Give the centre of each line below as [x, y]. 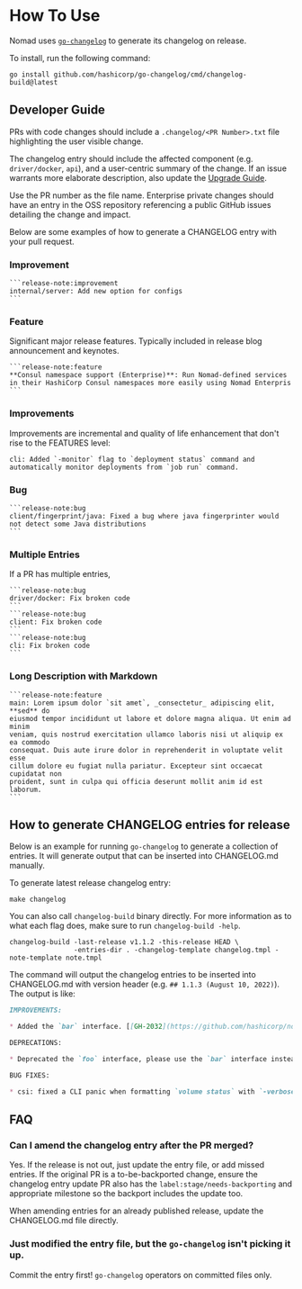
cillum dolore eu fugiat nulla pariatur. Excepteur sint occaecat [136, 766]
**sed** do [30, 711]
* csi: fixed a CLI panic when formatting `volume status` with [132, 1091]
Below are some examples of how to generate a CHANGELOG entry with [143, 231]
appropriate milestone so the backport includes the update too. [126, 1194]
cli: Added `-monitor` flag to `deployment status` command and [132, 459]
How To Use [55, 16]
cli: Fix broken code [50, 646]
